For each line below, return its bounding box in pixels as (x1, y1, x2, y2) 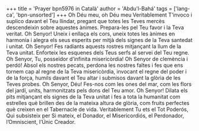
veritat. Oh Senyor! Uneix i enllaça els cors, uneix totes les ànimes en (6, 30, 175, 37)
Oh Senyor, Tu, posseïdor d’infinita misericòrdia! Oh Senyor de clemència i (6, 56, 188, 62)
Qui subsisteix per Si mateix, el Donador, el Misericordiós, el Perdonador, (6, 112, 184, 119)
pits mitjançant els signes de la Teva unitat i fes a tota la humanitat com (6, 93, 181, 100)
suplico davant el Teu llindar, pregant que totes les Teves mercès (6, 18, 165, 24)
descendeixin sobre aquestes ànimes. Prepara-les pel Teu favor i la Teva (6, 24, 184, 31)
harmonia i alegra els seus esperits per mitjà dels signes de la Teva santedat (6, 37, 193, 43)
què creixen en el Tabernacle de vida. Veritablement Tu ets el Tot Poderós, (6, 106, 189, 113)
